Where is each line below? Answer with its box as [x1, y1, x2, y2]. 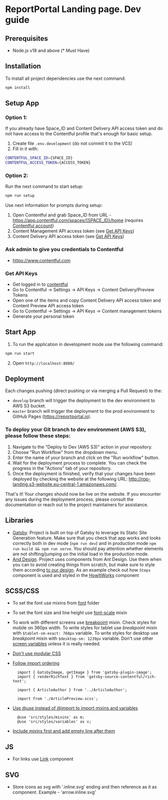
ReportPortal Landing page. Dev [5, 4, 141, 15]
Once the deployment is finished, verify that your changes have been [12, 471, 155, 477]
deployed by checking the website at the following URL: [12, 476, 128, 482]
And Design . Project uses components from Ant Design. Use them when [12, 556, 162, 562]
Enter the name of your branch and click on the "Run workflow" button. [12, 454, 159, 461]
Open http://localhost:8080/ [12, 360, 75, 366]
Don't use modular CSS [12, 650, 61, 656]
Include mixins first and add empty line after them [12, 728, 115, 734]
